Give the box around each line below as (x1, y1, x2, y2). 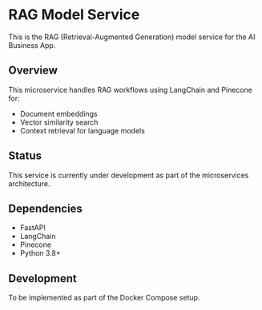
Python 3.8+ (19, 248, 62, 258)
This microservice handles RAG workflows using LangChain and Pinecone (8, 85, 252, 94)
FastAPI (19, 223, 46, 232)
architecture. (8, 178, 50, 189)
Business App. (8, 40, 56, 50)
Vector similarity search (19, 117, 99, 127)
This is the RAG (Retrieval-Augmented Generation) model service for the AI (8, 32, 256, 42)
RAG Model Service (8, 6, 140, 24)
